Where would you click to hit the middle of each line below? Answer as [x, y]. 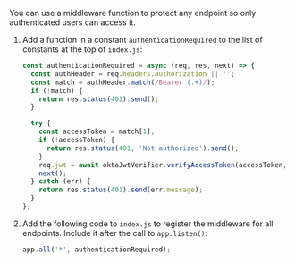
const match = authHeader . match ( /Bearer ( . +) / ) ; [123, 82]
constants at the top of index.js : [82, 49]
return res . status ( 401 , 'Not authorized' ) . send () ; [143, 148]
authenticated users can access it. [72, 22]
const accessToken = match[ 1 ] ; [97, 132]
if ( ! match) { [57, 90]
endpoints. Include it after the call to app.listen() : [115, 233]
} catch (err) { [61, 182]
